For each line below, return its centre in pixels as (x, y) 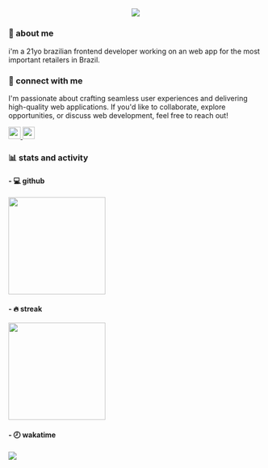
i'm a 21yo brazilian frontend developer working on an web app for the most (134, 51)
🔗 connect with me (46, 80)
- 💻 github (27, 181)
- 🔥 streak (25, 308)
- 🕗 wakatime (32, 435)
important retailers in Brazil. (54, 60)
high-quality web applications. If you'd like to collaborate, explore (117, 107)
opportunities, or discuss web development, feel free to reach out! (118, 115)
